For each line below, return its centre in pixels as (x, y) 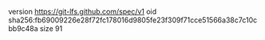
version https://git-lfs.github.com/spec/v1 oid (83, 12)
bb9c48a (23, 28)
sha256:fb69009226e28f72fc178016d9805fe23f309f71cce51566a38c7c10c (133, 20)
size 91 (51, 28)
